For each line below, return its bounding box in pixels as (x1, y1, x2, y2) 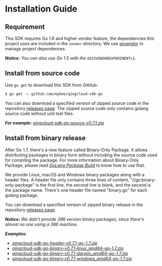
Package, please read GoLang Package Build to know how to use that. (5, 162, 146, 168)
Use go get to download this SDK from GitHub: (5, 82, 98, 88)
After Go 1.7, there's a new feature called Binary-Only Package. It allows (5, 147, 148, 153)
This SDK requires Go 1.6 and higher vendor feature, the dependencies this (5, 35, 155, 41)
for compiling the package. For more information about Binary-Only (5, 157, 139, 163)
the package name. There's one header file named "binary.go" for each (5, 187, 147, 193)
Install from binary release (5, 134, 86, 142)
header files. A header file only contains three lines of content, (5, 177, 130, 183)
